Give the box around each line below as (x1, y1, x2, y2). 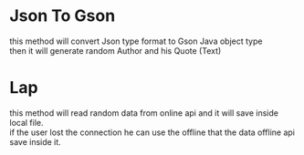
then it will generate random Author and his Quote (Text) (9, 45, 222, 56)
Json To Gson (9, 5, 116, 26)
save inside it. (9, 136, 61, 147)
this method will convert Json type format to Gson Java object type (9, 36, 263, 46)
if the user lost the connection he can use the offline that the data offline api (9, 127, 295, 138)
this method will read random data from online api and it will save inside (9, 107, 278, 119)
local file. (9, 117, 44, 128)
